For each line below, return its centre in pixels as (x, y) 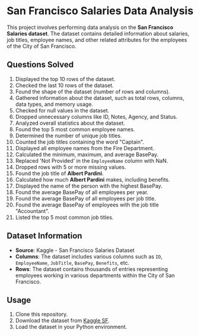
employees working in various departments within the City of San (95, 275)
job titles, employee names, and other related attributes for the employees (97, 40)
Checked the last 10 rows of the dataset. (65, 85)
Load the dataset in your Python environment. (71, 327)
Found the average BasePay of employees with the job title (87, 205)
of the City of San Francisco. (41, 46)
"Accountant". (32, 211)
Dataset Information (44, 236)
